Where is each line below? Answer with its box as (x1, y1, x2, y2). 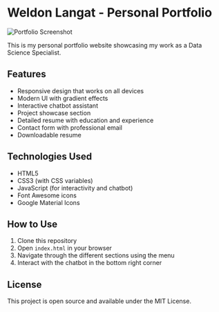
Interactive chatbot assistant (17, 101, 99, 110)
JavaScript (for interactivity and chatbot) (17, 184, 133, 192)
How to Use (7, 218, 58, 230)
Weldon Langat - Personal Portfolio (7, 5, 213, 21)
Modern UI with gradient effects (17, 94, 108, 102)
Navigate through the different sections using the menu (17, 251, 175, 260)
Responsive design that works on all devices (17, 86, 144, 95)
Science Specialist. (7, 48, 61, 57)
